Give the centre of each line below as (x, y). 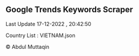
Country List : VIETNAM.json (40, 35)
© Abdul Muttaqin (28, 47)
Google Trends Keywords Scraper (69, 10)
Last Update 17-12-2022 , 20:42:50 (48, 24)
